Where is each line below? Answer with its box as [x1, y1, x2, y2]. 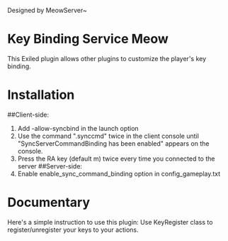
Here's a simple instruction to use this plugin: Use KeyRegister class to [7, 218, 213, 226]
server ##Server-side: [17, 161, 83, 170]
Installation [7, 87, 75, 103]
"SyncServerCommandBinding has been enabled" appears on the [17, 139, 210, 148]
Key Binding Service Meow [7, 31, 169, 47]
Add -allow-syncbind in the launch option [17, 124, 139, 132]
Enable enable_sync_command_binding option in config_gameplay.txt [17, 169, 221, 178]
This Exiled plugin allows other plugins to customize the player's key [7, 54, 207, 63]
